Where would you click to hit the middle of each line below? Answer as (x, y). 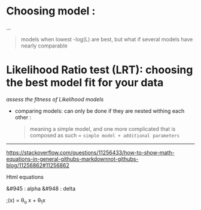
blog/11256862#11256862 (38, 165)
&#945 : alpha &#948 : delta (41, 188)
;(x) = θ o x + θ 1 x (26, 201)
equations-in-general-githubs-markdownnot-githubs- (72, 159)
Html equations (25, 177)
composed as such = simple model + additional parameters (105, 135)
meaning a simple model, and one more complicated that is (103, 129)
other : (23, 117)
